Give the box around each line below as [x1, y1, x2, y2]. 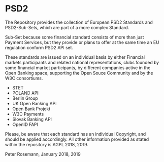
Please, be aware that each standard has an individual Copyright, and [5, 131, 146, 137]
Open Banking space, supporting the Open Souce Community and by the [5, 70, 154, 76]
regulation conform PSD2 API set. [5, 44, 73, 50]
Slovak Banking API [12, 116, 52, 122]
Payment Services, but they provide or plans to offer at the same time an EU [5, 39, 159, 45]
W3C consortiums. [5, 75, 43, 81]
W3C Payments [12, 111, 44, 117]
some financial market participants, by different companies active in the [5, 65, 151, 71]
